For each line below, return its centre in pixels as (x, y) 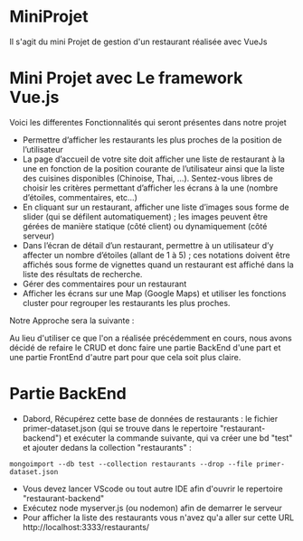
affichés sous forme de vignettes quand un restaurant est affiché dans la (158, 265)
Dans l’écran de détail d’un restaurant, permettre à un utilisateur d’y (148, 245)
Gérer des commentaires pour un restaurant (104, 284)
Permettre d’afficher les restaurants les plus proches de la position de (152, 140)
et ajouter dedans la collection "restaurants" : (107, 447)
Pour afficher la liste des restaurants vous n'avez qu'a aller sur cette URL (158, 518)
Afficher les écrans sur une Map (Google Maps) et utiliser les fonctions (154, 293)
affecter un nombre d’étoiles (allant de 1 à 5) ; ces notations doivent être (156, 255)
